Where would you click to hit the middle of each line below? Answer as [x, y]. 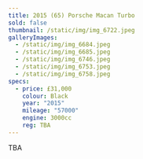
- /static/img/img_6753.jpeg [63, 67]
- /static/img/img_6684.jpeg [63, 45]
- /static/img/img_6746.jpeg [63, 60]
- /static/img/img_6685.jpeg [63, 52]
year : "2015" [44, 103]
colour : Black [45, 96]
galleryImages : [33, 37]
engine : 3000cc [47, 118]
